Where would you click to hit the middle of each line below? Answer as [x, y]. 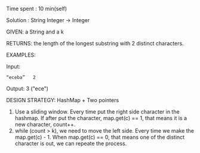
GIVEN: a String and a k [35, 32]
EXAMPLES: [21, 55]
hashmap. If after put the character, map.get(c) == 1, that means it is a [101, 118]
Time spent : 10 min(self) [37, 9]
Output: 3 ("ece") [27, 88]
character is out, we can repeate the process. [71, 143]
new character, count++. [45, 124]
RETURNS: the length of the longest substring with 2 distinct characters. [95, 43]
